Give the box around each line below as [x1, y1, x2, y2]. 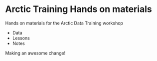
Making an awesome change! [5, 50, 66, 56]
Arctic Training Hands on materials [5, 3, 152, 15]
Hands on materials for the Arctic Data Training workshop [5, 20, 124, 26]
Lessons [12, 35, 30, 41]
